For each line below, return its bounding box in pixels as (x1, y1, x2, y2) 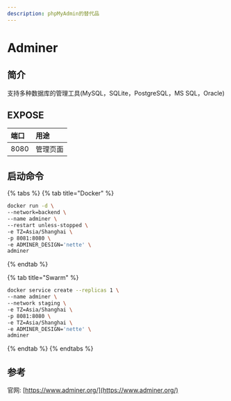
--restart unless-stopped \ (7, 222, 89, 229)
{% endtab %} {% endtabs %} (7, 344, 94, 353)
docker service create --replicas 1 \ (7, 287, 119, 294)
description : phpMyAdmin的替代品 (7, 10, 100, 17)
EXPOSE (7, 109, 44, 121)
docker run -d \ (7, 202, 54, 210)
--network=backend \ (7, 209, 67, 216)
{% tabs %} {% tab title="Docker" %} (7, 189, 114, 197)
